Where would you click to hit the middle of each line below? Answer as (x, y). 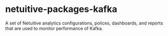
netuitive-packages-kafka (61, 9)
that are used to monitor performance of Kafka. (54, 28)
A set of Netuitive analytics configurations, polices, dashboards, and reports (84, 23)
